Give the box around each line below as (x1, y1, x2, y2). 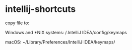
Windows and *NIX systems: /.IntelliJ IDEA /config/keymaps (5, 29, 127, 35)
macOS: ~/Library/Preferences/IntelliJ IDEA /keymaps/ (5, 39, 116, 45)
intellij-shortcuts (5, 3, 76, 15)
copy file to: (5, 20, 30, 26)
